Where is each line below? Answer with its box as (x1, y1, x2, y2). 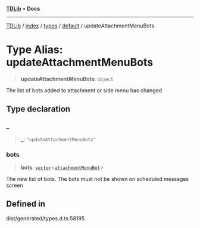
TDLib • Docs (6, 5, 40, 12)
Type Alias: (6, 43, 64, 57)
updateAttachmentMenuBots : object (20, 75, 114, 82)
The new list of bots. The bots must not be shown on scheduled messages (6, 175, 189, 182)
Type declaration (6, 104, 70, 114)
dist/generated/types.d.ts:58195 (6, 214, 85, 222)
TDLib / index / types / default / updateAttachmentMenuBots (6, 22, 155, 29)
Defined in (6, 199, 46, 209)
